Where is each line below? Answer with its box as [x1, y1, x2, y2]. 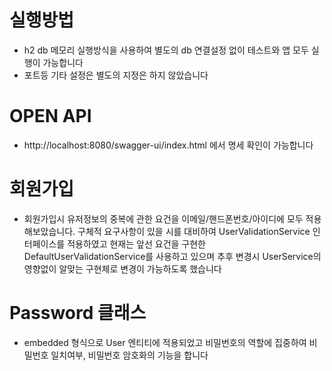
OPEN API [9, 105, 92, 128]
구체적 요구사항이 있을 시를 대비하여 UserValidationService [77, 225, 311, 237]
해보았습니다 [23, 225, 74, 237]
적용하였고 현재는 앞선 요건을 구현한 [67, 237, 206, 250]
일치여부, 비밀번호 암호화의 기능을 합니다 [50, 349, 209, 361]
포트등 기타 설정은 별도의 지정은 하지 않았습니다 [23, 69, 209, 81]
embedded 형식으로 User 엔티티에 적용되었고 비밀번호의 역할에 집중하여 [23, 336, 307, 348]
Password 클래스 [9, 302, 147, 324]
